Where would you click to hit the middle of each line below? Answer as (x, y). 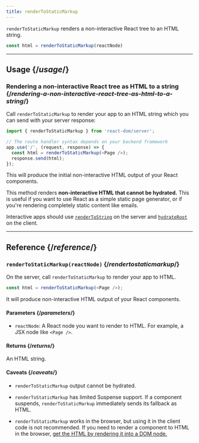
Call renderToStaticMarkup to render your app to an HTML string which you (97, 114)
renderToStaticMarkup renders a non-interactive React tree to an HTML (93, 28)
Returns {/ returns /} (31, 345)
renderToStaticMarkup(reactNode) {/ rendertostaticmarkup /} (93, 264)
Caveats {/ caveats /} (32, 372)
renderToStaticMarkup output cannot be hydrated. (75, 386)
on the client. (22, 223)
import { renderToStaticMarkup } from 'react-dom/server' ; (81, 131)
